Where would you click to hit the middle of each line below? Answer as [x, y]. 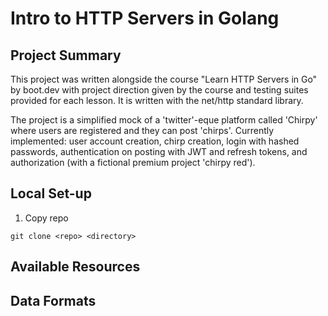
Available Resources [75, 267]
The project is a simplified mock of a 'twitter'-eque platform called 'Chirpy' [164, 120]
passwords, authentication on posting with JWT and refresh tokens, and [159, 151]
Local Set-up [51, 193]
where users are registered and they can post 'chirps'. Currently [142, 130]
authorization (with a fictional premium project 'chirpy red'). [133, 162]
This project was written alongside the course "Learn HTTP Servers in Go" [164, 79]
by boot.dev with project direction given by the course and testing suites [159, 90]
